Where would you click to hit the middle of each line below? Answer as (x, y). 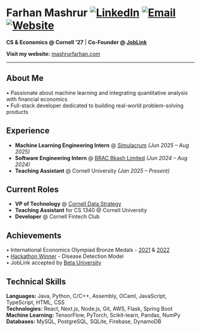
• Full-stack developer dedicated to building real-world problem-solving (95, 106)
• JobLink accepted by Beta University (54, 263)
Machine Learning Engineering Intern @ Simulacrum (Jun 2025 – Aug (102, 145)
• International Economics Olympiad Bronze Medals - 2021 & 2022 (88, 250)
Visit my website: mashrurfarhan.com (53, 53)
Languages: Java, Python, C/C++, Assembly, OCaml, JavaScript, (86, 296)
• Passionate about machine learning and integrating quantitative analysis (97, 92)
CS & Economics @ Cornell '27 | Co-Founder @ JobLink (77, 42)
